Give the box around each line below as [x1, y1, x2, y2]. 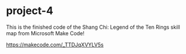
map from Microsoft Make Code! [6, 29, 85, 36]
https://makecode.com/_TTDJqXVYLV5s [6, 41, 104, 48]
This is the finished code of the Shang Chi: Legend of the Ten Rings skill [6, 23, 180, 31]
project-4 [6, 4, 54, 18]
